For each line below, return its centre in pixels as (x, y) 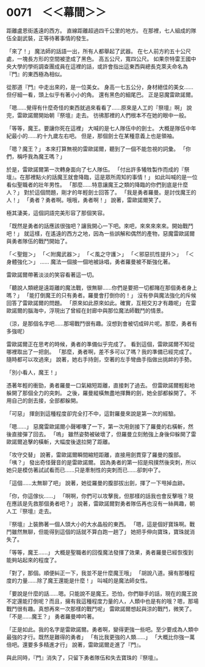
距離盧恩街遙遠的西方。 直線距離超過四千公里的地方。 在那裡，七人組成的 (99, 31)
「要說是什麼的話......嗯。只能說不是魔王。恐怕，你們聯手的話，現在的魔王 (99, 593)
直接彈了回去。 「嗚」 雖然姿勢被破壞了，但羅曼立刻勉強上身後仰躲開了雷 (104, 434)
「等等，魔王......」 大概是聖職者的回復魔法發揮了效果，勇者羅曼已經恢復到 (100, 552)
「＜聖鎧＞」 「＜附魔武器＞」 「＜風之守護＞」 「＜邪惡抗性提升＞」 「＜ (100, 254)
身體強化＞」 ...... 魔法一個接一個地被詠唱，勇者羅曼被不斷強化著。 (90, 261)
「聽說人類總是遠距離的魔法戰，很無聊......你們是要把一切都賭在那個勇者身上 (102, 287)
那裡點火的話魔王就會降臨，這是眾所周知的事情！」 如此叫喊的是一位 (111, 177)
